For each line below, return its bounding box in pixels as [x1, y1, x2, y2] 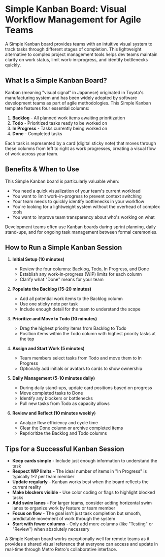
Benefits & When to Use [5, 165, 79, 174]
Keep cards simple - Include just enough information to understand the [12, 458, 158, 464]
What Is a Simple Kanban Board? [5, 76, 107, 85]
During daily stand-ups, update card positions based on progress [19, 385, 152, 391]
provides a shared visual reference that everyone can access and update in [5, 541, 158, 547]
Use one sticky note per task [19, 301, 78, 307]
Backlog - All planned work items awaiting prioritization [12, 115, 125, 121]
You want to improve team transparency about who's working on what [12, 214, 155, 220]
